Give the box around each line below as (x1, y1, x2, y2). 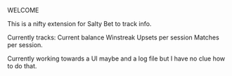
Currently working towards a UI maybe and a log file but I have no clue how (7, 54, 226, 63)
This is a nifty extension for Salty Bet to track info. (7, 20, 152, 27)
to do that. (7, 62, 37, 70)
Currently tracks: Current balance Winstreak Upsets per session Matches (7, 33, 219, 42)
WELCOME (7, 6, 39, 14)
